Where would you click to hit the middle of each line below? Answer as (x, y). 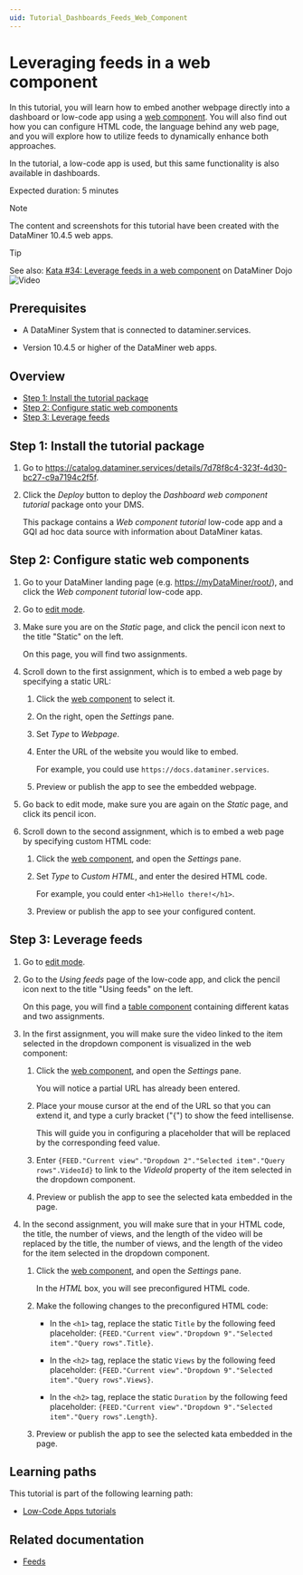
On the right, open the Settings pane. (105, 716)
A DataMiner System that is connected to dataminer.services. (137, 330)
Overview (38, 376)
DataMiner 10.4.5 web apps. (62, 235)
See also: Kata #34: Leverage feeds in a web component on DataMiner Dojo (151, 270)
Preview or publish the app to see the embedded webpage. (146, 786)
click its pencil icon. (59, 813)
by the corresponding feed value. (98, 1142)
